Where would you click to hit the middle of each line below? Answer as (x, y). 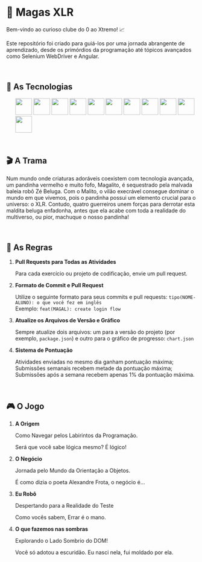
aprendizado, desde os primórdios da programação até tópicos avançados (99, 49)
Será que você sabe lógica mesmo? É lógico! (71, 447)
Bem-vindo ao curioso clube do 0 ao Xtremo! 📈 (66, 29)
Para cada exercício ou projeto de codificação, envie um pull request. (101, 273)
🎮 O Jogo (25, 406)
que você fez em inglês (72, 303)
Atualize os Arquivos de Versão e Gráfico (68, 321)
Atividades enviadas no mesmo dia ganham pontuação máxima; (94, 362)
